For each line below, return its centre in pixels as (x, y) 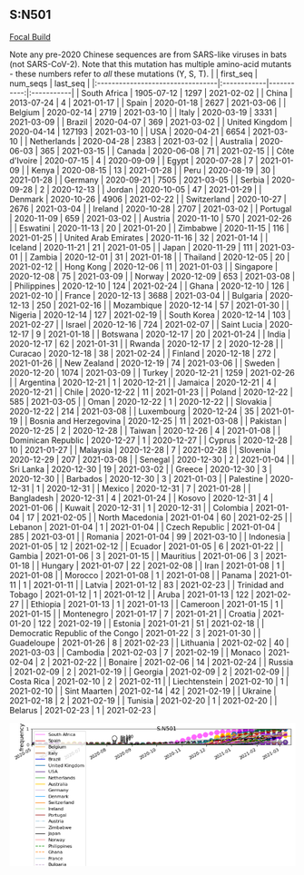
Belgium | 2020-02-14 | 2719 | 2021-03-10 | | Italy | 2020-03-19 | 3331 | (143, 112)
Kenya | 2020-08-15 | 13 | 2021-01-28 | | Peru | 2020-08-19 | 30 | (153, 170)
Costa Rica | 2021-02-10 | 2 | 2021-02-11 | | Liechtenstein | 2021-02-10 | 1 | (149, 681)
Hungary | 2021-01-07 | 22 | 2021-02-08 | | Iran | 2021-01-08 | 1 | (163, 565)
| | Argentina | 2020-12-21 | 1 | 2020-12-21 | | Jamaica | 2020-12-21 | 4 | (143, 382)
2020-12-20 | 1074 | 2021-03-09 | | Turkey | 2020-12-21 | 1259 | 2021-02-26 (152, 372)
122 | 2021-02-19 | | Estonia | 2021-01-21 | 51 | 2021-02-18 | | (151, 623)
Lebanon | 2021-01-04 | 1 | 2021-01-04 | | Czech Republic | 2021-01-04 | (145, 526)
